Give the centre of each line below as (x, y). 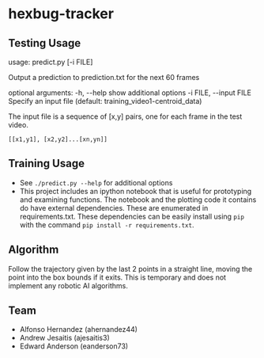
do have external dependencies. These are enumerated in (114, 208)
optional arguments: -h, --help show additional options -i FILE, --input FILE (130, 93)
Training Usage (47, 164)
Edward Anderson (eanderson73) (74, 346)
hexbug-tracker (61, 14)
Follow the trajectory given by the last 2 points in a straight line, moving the (130, 268)
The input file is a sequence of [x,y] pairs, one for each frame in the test (125, 116)
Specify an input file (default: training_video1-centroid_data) (105, 101)
